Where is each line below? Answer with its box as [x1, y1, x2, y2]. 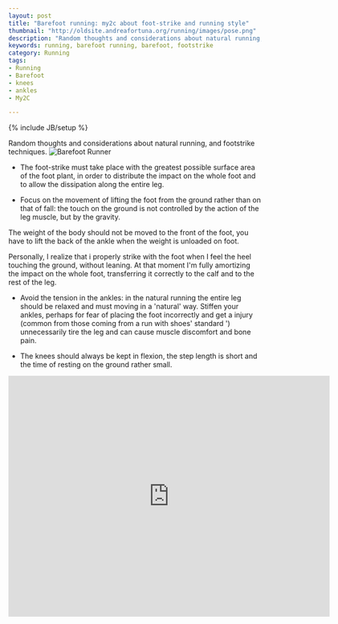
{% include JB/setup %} [8, 123, 88, 133]
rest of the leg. [8, 278, 57, 288]
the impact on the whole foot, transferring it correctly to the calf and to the [8, 269, 255, 279]
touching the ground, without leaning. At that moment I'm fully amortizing [8, 260, 250, 270]
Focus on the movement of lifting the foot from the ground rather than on [19, 195, 262, 205]
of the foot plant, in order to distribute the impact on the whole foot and [19, 171, 256, 181]
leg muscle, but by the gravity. [19, 212, 120, 222]
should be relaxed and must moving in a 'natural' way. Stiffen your [19, 302, 239, 312]
